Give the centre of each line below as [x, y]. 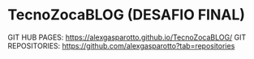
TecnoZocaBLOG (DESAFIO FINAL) [126, 15]
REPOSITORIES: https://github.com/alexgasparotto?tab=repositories [121, 45]
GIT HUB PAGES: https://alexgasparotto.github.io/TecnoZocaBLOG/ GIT [127, 37]
